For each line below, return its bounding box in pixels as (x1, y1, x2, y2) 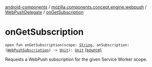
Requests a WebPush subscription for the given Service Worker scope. (5, 56, 148, 62)
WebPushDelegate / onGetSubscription (5, 9, 84, 15)
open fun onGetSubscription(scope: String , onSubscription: (5, 43, 130, 47)
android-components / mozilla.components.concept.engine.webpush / (5, 4, 147, 10)
